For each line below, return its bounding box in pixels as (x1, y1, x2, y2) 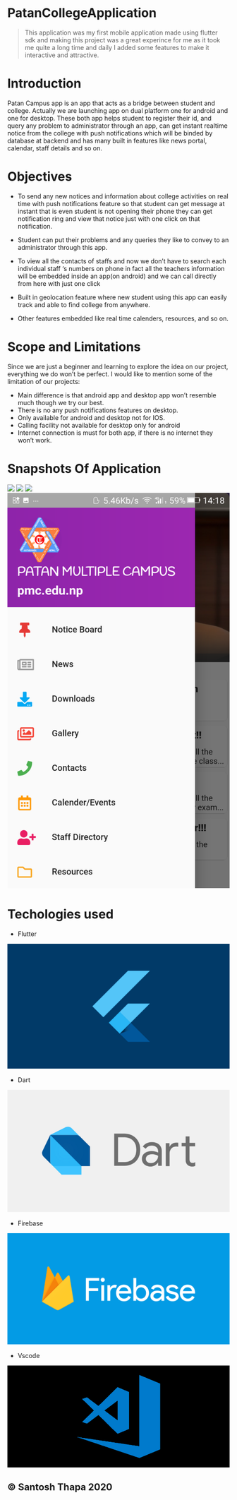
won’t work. (17, 436, 52, 444)
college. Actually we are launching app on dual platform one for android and (7, 106, 229, 114)
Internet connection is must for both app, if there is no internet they (17, 428, 214, 437)
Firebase (17, 1219, 44, 1228)
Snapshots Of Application (7, 460, 162, 476)
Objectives (7, 169, 73, 185)
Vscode (17, 1352, 40, 1360)
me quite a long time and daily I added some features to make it (24, 43, 209, 52)
